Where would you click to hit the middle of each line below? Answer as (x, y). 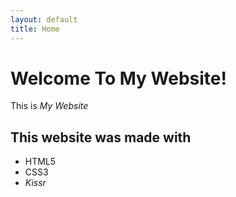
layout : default (44, 19)
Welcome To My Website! (118, 78)
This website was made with (101, 137)
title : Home (35, 29)
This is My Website (49, 106)
